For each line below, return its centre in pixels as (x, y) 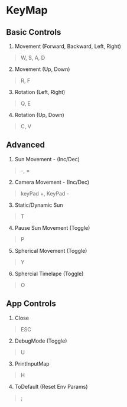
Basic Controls (34, 32)
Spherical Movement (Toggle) (51, 250)
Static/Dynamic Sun (39, 205)
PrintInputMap (32, 363)
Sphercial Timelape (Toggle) (49, 273)
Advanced (26, 145)
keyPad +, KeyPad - (45, 193)
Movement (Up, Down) (42, 69)
